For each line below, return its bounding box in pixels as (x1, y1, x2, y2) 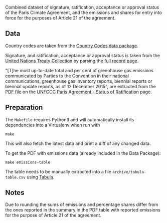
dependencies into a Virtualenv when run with (5, 122, 100, 128)
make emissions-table (5, 160, 51, 165)
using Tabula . (27, 174, 55, 180)
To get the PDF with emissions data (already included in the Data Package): (5, 150, 161, 156)
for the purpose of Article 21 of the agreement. (5, 212, 102, 218)
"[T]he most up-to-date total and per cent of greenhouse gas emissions (5, 67, 154, 73)
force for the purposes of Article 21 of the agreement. (5, 15, 116, 21)
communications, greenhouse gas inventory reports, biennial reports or (5, 78, 152, 84)
